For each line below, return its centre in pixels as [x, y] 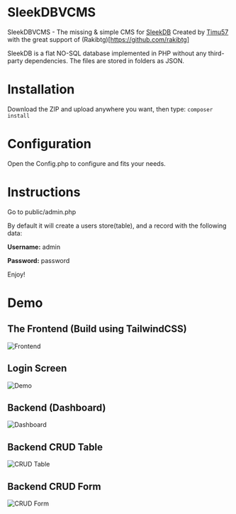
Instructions [44, 192]
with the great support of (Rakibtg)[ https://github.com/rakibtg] [99, 39]
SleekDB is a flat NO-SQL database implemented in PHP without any [107, 53]
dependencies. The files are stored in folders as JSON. [105, 60]
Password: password [39, 260]
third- [216, 53]
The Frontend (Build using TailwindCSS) [97, 329]
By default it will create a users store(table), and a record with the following [117, 225]
